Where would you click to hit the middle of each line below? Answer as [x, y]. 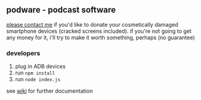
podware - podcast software [61, 10]
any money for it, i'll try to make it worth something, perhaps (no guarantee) [101, 37]
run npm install [35, 73]
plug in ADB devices [40, 67]
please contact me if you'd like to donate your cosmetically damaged [92, 24]
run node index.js [38, 79]
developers [23, 53]
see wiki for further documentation [50, 91]
